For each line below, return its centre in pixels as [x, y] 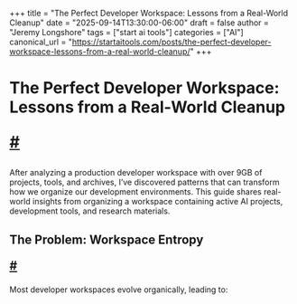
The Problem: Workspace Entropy [107, 239]
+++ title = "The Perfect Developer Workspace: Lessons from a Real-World [149, 13]
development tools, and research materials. [90, 211]
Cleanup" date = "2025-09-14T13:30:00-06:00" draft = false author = [139, 23]
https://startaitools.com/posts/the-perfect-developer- [172, 42]
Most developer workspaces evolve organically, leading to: [119, 290]
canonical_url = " [41, 42]
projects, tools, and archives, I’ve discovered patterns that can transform [144, 182]
